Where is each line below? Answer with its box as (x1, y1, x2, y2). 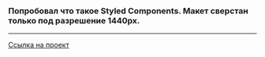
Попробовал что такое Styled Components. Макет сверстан (8, 5, 248, 16)
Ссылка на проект (8, 41, 69, 50)
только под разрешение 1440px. (8, 15, 140, 26)
